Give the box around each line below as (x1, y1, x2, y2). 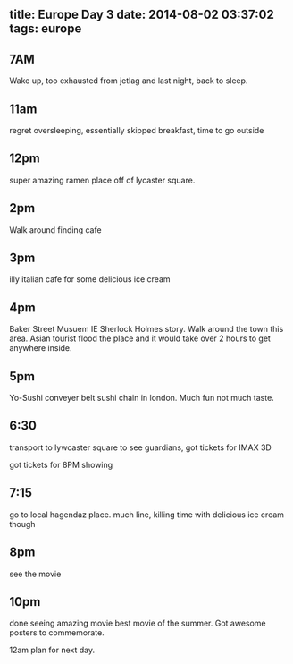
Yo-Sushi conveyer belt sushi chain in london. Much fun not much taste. (9, 393, 274, 404)
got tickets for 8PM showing (9, 459, 113, 470)
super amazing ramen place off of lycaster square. (9, 175, 196, 185)
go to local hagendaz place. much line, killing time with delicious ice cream (9, 509, 284, 520)
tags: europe (9, 21, 82, 37)
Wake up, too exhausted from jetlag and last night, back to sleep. (9, 75, 248, 86)
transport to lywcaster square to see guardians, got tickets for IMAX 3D (9, 442, 272, 453)
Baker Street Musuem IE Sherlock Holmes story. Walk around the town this (9, 324, 284, 335)
